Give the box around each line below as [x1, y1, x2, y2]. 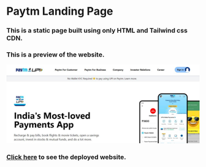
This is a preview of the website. [6, 50, 105, 59]
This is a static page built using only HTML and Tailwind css [6, 26, 188, 35]
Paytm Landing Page [6, 4, 113, 18]
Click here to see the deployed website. [6, 153, 127, 161]
